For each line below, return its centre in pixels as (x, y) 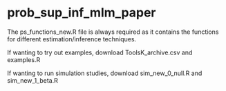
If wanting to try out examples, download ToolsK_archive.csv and (100, 52)
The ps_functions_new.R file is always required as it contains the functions (113, 32)
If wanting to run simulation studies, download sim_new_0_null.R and (105, 73)
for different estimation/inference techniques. (72, 39)
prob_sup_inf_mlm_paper (82, 13)
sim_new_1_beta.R (33, 80)
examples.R (24, 59)
